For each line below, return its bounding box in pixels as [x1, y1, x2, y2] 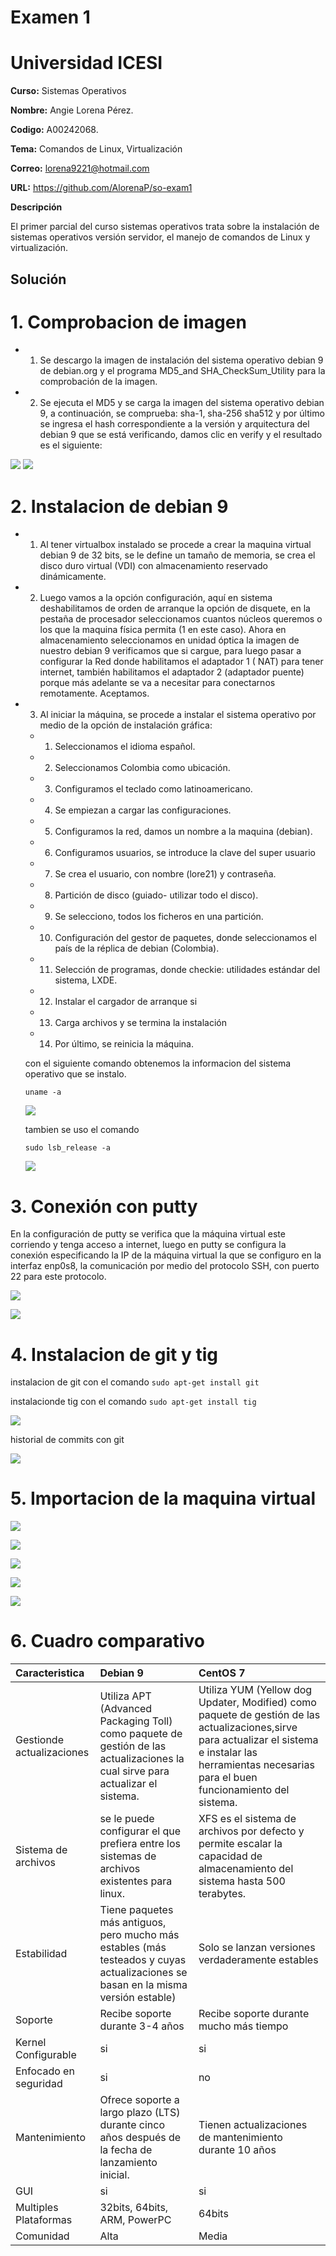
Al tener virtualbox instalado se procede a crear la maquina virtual [39, 539, 312, 551]
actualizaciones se [99, 1966, 188, 1980]
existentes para [99, 1874, 173, 1888]
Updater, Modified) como [198, 1696, 317, 1710]
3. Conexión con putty [10, 1195, 198, 1218]
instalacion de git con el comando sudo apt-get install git [10, 1376, 260, 1388]
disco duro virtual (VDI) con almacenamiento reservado [39, 560, 268, 572]
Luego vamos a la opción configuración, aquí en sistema [39, 592, 273, 604]
